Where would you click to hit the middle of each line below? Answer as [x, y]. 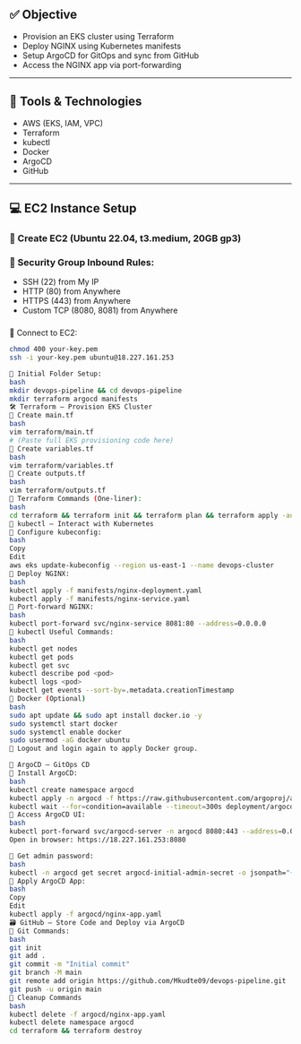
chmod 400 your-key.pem [54, 349]
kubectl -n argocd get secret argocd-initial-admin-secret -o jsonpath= [148, 873]
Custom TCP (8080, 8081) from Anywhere [100, 311]
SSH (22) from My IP [60, 282]
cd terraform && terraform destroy [76, 1031]
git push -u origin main [56, 989]
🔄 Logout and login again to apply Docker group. [104, 749]
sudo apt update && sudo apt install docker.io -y [106, 715]
